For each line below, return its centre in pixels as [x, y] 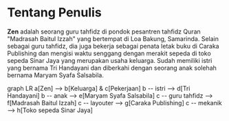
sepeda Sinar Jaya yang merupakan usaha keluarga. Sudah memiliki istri [110, 60]
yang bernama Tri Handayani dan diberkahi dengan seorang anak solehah [112, 68]
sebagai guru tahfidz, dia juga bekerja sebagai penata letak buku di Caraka [113, 46]
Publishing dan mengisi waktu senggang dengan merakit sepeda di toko [109, 53]
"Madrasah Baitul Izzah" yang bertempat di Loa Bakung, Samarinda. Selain [113, 38]
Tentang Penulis [54, 13]
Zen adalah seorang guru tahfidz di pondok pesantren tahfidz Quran [104, 31]
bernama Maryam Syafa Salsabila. [56, 75]
